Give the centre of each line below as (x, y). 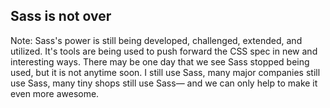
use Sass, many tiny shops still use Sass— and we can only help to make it (164, 83)
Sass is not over (61, 16)
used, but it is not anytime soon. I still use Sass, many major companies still (165, 72)
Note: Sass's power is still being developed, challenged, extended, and (156, 40)
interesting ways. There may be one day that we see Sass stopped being (160, 61)
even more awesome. (55, 93)
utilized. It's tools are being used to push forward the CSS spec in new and (164, 51)
